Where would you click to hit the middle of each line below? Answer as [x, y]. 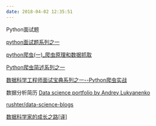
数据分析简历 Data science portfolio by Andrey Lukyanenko [78, 92]
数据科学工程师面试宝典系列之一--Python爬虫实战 [67, 80]
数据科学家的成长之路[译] [37, 116]
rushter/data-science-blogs [40, 104]
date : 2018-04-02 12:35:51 [39, 12]
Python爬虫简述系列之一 [36, 67]
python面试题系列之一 [33, 42]
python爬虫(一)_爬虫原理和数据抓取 [49, 55]
